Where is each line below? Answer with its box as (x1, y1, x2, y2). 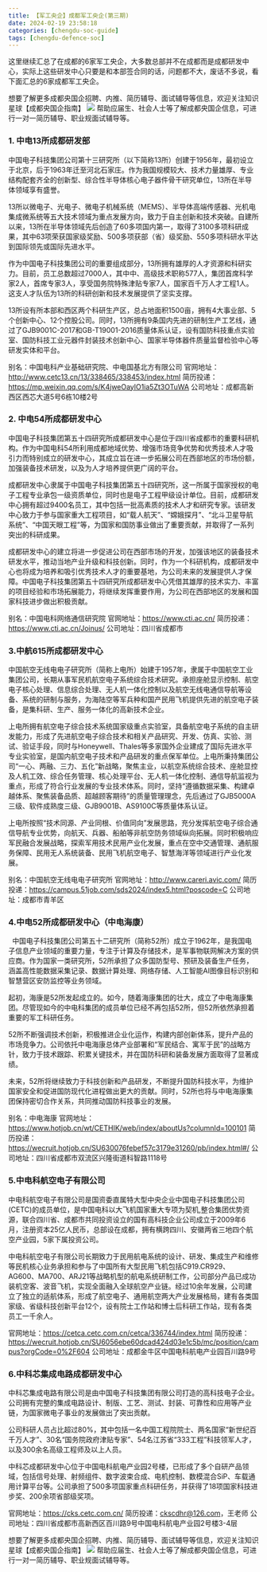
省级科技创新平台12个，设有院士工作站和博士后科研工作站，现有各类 (29, 1301, 253, 1311)
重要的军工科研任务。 (8, 1013, 78, 1023)
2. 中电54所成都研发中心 (8, 413, 102, 424)
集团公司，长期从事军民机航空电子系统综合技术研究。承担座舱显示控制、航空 (8, 675, 259, 685)
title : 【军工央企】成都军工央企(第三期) (8, 11, 130, 20)
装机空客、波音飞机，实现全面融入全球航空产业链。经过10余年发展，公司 (8, 1281, 246, 1291)
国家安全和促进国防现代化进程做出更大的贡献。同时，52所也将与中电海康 (8, 1086, 246, 1096)
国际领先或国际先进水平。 (14, 241, 99, 251)
